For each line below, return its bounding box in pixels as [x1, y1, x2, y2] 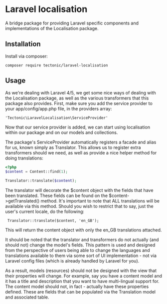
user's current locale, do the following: [5, 208, 85, 214]
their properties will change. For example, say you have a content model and [5, 273, 162, 279]
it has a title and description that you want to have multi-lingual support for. [5, 278, 160, 284]
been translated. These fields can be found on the [5, 192, 108, 198]
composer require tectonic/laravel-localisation [5, 62, 108, 68]
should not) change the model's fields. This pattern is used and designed [5, 242, 156, 248]
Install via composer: [5, 53, 48, 59]
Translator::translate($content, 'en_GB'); [7, 218, 99, 223]
